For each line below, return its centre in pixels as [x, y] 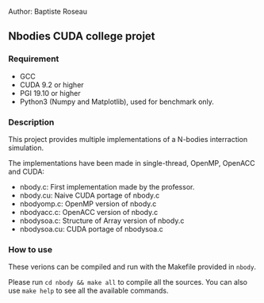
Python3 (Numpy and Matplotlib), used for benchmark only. [117, 102]
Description [31, 122]
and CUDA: [27, 171]
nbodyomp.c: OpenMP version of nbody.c [88, 203]
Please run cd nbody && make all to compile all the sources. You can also [128, 282]
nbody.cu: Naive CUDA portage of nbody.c [90, 195]
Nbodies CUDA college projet [82, 36]
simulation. [26, 148]
